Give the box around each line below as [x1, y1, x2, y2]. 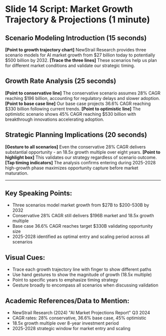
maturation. [5, 170, 29, 176]
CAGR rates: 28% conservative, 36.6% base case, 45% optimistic [12, 315, 147, 321]
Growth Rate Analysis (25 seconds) [5, 77, 117, 85]
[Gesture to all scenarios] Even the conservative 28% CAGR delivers [5, 144, 146, 149]
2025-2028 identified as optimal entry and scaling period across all [12, 234, 150, 240]
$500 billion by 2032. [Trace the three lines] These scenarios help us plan [5, 57, 157, 63]
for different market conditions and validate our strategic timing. [5, 63, 135, 68]
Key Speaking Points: [5, 189, 73, 197]
